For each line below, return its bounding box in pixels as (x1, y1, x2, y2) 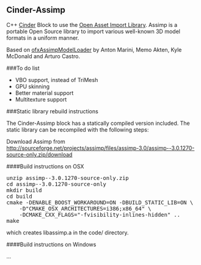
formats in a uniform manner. (6, 34, 79, 42)
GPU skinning (15, 83, 50, 90)
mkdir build (6, 187, 42, 193)
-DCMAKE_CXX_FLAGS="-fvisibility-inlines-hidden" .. (19, 211, 181, 218)
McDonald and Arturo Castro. (6, 52, 81, 60)
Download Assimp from (6, 138, 65, 145)
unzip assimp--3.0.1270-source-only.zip (6, 174, 130, 181)
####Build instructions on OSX (6, 162, 84, 170)
